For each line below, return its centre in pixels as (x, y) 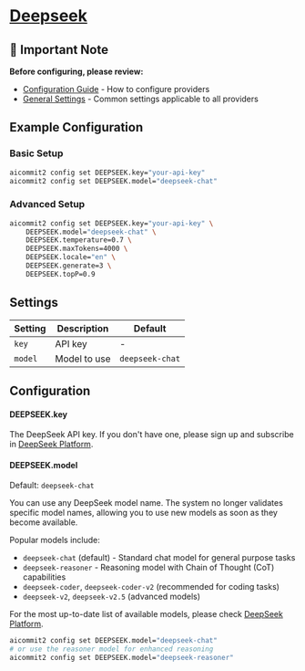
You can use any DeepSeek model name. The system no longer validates (147, 503)
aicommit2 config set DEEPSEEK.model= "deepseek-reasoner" (122, 658)
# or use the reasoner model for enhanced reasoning (112, 649)
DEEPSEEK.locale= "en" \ (71, 257)
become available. (44, 522)
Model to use (82, 359)
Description (83, 328)
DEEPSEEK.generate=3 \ (69, 266)
